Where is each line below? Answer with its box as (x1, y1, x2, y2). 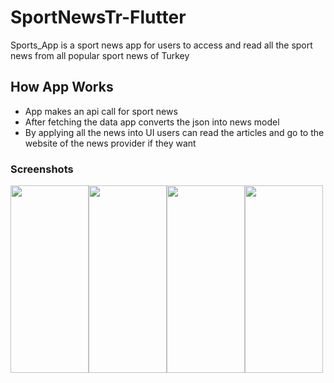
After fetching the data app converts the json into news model (24, 116, 280, 128)
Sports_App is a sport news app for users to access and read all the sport (10, 39, 313, 51)
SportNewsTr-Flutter (10, 6, 187, 29)
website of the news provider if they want (24, 137, 197, 149)
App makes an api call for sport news (24, 105, 178, 117)
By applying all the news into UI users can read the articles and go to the (24, 126, 325, 138)
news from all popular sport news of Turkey (10, 49, 190, 61)
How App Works (10, 79, 114, 96)
